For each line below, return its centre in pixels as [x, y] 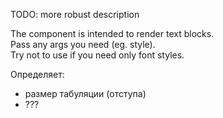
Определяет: [37, 74]
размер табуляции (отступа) [85, 93]
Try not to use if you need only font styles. [97, 55]
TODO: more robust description [75, 14]
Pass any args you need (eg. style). [83, 44]
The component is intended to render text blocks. [112, 33]
